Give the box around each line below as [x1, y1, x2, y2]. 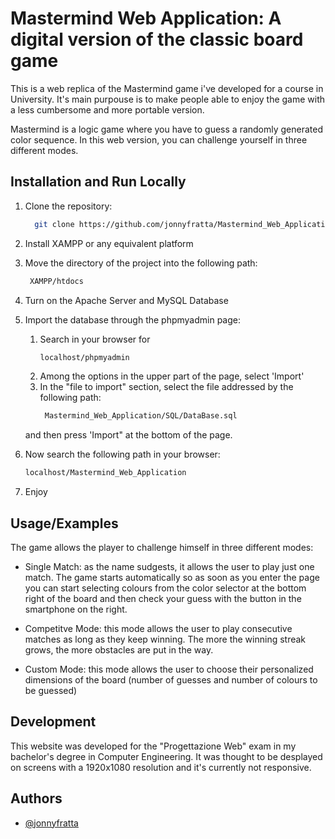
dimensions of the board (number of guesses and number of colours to [24, 673, 318, 686]
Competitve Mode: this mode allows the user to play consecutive [24, 622, 293, 634]
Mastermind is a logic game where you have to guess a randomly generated [10, 123, 324, 135]
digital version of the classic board [10, 28, 304, 51]
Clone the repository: [24, 200, 113, 212]
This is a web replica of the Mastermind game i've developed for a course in [10, 82, 324, 94]
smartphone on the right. [24, 603, 128, 615]
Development [10, 713, 97, 731]
